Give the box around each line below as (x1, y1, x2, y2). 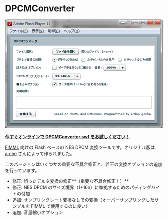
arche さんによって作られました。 (5, 150, 75, 156)
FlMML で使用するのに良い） (31, 203, 91, 209)
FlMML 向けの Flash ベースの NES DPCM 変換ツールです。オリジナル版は (5, 144, 155, 150)
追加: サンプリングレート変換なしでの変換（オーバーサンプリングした (12, 197, 155, 203)
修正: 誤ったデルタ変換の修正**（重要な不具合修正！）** (12, 178, 129, 184)
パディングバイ (129, 184, 160, 190)
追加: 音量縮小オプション (12, 209, 63, 215)
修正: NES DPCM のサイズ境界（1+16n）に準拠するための (12, 184, 130, 190)
